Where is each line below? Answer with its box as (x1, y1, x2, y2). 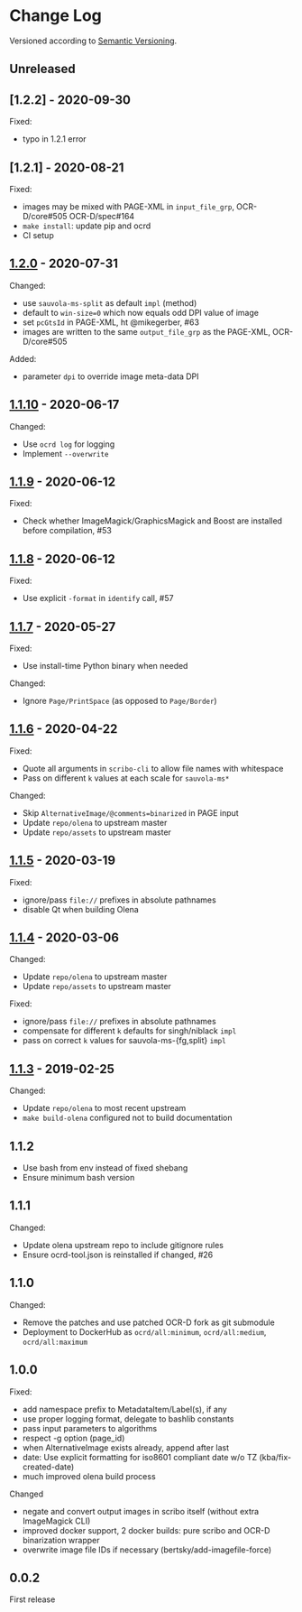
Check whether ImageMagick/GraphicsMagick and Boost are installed (22, 515, 282, 526)
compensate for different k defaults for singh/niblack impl (22, 1025, 237, 1036)
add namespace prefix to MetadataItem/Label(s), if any (22, 1404, 227, 1414)
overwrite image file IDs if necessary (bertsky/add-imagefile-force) (22, 1544, 272, 1555)
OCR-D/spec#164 (69, 210, 135, 221)
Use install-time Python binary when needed (22, 661, 188, 672)
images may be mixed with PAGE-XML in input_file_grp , (22, 200, 234, 212)
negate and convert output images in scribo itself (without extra (22, 1505, 260, 1516)
